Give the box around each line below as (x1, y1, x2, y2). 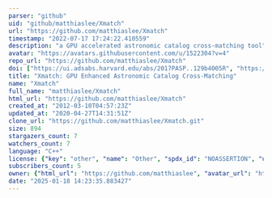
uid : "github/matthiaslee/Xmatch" (8, 19, 125, 27)
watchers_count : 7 (8, 139, 70, 148)
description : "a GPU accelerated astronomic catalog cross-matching (8, 42, 244, 50)
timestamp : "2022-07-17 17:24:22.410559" (8, 34, 151, 43)
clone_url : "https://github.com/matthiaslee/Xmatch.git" (8, 117, 205, 125)
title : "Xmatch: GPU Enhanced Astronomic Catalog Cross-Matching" (8, 72, 237, 80)
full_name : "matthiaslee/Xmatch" (8, 86, 121, 95)
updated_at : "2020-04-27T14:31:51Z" (8, 110, 132, 118)
